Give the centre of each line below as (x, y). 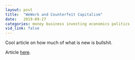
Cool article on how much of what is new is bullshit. (59, 42)
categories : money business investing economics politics (67, 24)
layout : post (19, 10)
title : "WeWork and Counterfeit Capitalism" (54, 14)
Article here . (18, 52)
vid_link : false (22, 28)
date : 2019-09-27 (26, 19)
